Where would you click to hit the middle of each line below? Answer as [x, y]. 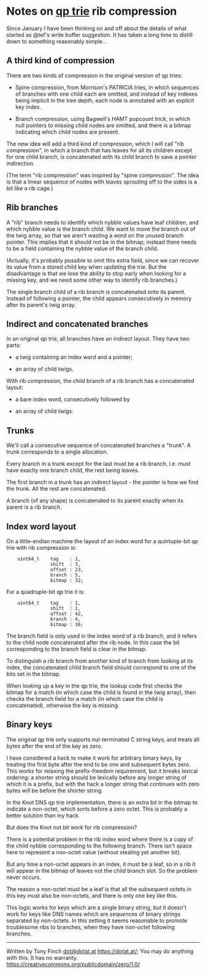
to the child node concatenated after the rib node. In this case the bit [93, 642]
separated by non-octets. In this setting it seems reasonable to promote [97, 920]
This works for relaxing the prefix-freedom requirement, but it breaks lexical [102, 771]
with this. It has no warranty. [42, 957]
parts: [14, 346]
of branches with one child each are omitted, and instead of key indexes [106, 94]
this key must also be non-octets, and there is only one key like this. [92, 895]
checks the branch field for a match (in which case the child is [85, 699]
